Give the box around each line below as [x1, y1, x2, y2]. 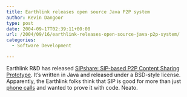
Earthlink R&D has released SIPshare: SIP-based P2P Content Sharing [6, 64, 180, 72]
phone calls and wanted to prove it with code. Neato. [6, 84, 138, 91]
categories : [6, 37, 36, 43]
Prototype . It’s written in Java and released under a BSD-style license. [6, 71, 181, 78]
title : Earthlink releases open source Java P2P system [6, 8, 150, 15]
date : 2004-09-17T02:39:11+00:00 [6, 25, 91, 32]
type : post [6, 20, 34, 26]
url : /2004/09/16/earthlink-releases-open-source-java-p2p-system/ [6, 32, 180, 38]
